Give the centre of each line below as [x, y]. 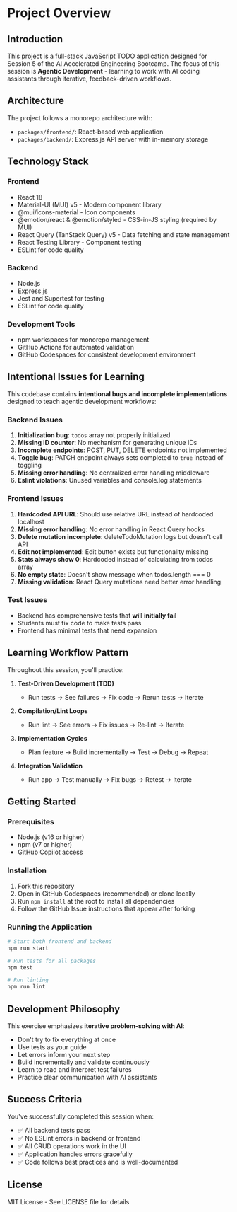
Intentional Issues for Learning [76, 377]
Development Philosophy [64, 1009]
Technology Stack [48, 162]
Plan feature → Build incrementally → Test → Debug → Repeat [118, 752]
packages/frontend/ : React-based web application [90, 132]
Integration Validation [50, 766]
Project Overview [59, 13]
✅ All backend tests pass [54, 1130]
